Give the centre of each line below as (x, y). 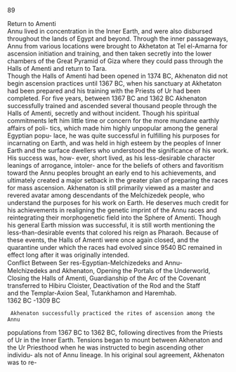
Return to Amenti (32, 24)
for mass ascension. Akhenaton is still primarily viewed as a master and (111, 188)
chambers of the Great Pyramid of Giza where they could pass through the (115, 61)
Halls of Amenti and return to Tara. (57, 68)
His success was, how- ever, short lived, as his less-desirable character (111, 158)
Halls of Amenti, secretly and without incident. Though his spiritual (103, 113)
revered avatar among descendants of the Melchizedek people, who (106, 195)
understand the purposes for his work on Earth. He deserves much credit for (118, 202)
